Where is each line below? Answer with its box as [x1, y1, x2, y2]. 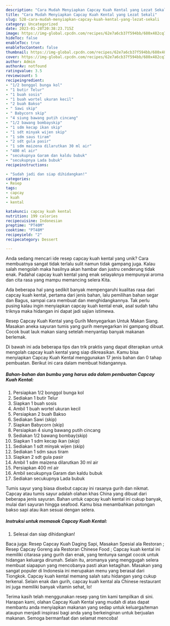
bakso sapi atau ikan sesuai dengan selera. [6, 506, 95, 513]
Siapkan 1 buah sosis [13, 400, 57, 406]
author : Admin [6, 59, 36, 64]
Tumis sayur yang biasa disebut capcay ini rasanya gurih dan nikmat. [6, 485, 149, 491]
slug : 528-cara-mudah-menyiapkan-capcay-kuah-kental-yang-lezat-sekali [6, 17, 159, 22]
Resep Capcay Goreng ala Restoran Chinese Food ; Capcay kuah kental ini [6, 546, 160, 552]
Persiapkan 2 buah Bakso [13, 411, 66, 417]
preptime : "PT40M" [6, 223, 44, 228]
